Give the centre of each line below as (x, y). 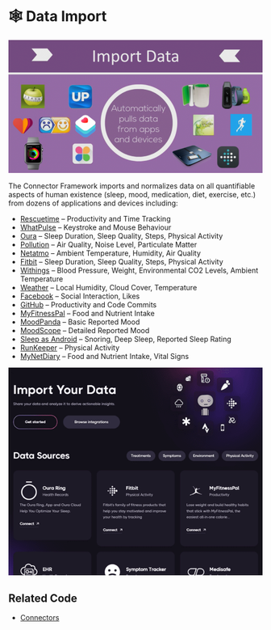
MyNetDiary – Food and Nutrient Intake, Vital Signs (104, 357)
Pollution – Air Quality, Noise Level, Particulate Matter (108, 245)
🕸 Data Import (58, 17)
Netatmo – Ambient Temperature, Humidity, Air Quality (110, 253)
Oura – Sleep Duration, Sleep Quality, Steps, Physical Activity (121, 236)
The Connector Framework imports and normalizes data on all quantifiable (132, 186)
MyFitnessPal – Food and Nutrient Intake (87, 314)
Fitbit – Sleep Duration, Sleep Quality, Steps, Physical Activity (121, 262)
